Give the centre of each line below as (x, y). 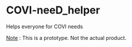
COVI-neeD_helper (53, 10)
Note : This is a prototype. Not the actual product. (66, 38)
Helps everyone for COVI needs (45, 26)
